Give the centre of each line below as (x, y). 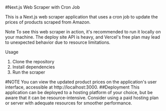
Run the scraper (29, 72)
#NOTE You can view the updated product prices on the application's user (81, 82)
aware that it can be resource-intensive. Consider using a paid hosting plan (82, 98)
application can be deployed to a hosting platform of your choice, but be (79, 92)
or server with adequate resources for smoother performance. (69, 103)
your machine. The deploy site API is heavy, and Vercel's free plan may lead (83, 37)
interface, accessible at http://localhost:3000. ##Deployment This (72, 87)
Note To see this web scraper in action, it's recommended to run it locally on (83, 32)
